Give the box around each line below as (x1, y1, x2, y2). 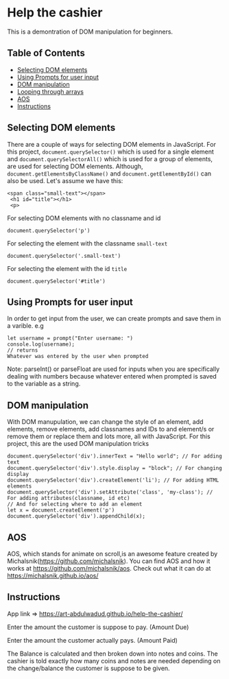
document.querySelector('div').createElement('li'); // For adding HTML (7, 477, 219, 484)
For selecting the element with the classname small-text (7, 239, 168, 248)
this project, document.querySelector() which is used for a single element (7, 147, 215, 156)
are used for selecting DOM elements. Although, (7, 162, 143, 170)
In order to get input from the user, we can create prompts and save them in (7, 314, 221, 323)
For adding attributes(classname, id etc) (7, 495, 130, 502)
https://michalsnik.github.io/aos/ (7, 571, 99, 580)
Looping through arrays (16, 87, 84, 95)
